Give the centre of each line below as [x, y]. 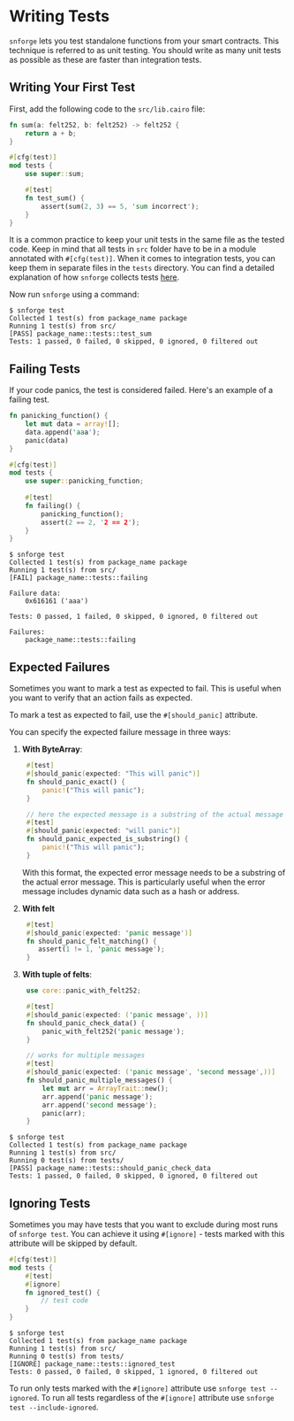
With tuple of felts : [57, 975]
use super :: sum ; [55, 174]
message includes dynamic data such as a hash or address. [131, 891]
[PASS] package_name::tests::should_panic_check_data [110, 1169]
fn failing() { [53, 506]
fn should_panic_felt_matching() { [91, 941]
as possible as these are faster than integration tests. [106, 59]
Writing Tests [60, 16]
